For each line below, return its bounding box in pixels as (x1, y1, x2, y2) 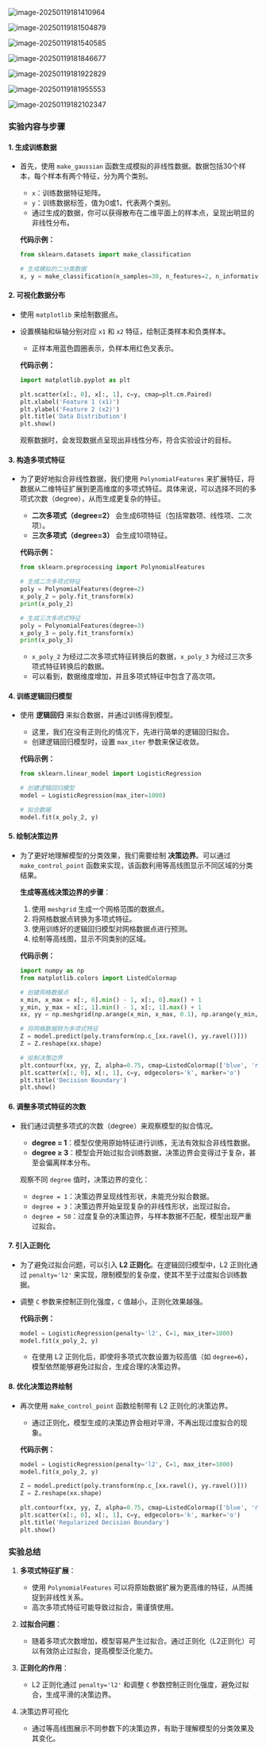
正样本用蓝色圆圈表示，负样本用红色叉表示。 (31, 343, 179, 353)
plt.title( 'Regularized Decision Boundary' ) (19, 1518, 170, 1526)
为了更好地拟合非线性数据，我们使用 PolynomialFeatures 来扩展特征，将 (19, 474, 256, 484)
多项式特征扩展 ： (19, 1565, 76, 1575)
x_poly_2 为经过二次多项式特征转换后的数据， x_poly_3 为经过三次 (31, 652, 246, 661)
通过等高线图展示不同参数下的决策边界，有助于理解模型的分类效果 (31, 1723, 248, 1733)
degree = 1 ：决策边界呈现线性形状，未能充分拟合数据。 (31, 1191, 214, 1201)
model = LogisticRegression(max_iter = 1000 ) (19, 792, 167, 800)
